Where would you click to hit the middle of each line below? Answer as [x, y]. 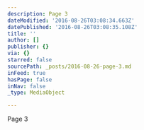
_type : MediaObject [36, 93]
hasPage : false [30, 79]
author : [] [23, 40]
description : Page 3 [38, 14]
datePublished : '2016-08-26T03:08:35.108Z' [73, 27]
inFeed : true [27, 73]
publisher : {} [28, 47]
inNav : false [27, 86]
